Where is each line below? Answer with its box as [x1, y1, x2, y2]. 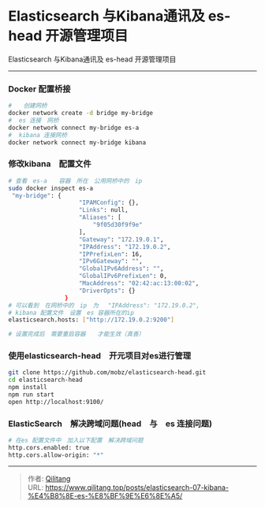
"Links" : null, [78, 206, 129, 214]
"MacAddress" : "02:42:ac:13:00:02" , [78, 280, 200, 287]
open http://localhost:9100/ [8, 398, 104, 406]
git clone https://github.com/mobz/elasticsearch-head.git [8, 369, 207, 376]
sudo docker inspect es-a [8, 184, 93, 192]
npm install [8, 384, 47, 391]
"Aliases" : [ [78, 213, 122, 221]
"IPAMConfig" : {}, [78, 198, 140, 207]
